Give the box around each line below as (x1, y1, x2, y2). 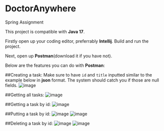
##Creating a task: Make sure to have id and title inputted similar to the (5, 72, 153, 78)
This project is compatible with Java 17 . (5, 28, 85, 34)
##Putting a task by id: (5, 111, 50, 117)
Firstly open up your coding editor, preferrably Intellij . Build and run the (5, 38, 149, 44)
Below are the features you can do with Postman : (5, 62, 105, 68)
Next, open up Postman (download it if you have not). (5, 52, 113, 59)
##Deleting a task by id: (5, 120, 53, 126)
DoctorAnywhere (5, 3, 76, 14)
